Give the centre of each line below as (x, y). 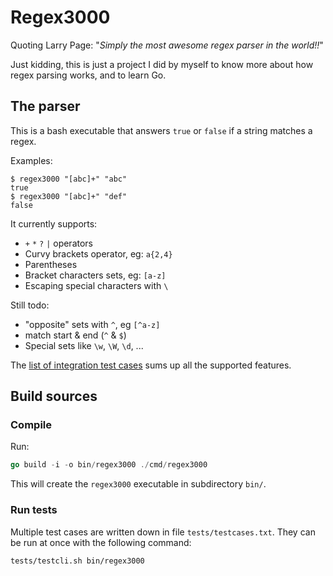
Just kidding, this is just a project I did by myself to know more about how (162, 64)
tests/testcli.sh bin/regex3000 (77, 561)
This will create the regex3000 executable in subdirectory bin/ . (138, 484)
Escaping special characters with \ (96, 285)
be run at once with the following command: (101, 542)
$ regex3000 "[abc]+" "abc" (69, 179)
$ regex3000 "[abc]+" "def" (69, 196)
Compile (31, 425)
